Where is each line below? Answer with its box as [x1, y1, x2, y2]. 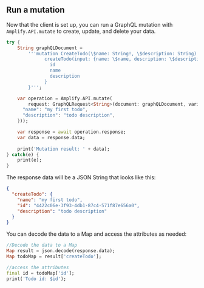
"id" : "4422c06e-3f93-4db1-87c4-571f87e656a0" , [17, 202, 140, 208]
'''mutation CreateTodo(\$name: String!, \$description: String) [28, 50, 197, 57]
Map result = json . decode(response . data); [6, 248, 115, 254]
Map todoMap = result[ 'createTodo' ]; [6, 253, 102, 260]
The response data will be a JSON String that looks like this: [6, 174, 156, 181]
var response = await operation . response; [17, 129, 126, 135]
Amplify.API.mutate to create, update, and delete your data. [6, 27, 156, 35]
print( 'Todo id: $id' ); [6, 276, 67, 282]
